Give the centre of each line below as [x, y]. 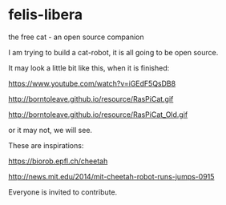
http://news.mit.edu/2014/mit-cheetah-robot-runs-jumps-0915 [111, 176]
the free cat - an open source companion [76, 37]
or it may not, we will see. [50, 130]
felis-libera [45, 15]
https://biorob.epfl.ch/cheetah [58, 161]
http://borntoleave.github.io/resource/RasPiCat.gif [91, 98]
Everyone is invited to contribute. [63, 192]
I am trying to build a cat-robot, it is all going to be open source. [113, 52]
